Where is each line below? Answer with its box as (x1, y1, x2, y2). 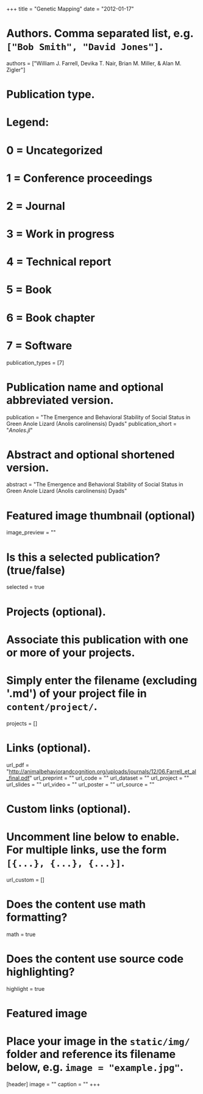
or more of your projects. (6, 646, 135, 660)
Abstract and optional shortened (6, 448, 175, 461)
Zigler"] (6, 66, 26, 73)
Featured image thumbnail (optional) (6, 509, 196, 522)
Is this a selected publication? (6, 550, 160, 564)
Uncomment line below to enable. (6, 830, 180, 844)
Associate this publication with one (6, 633, 189, 646)
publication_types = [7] (6, 359, 65, 366)
